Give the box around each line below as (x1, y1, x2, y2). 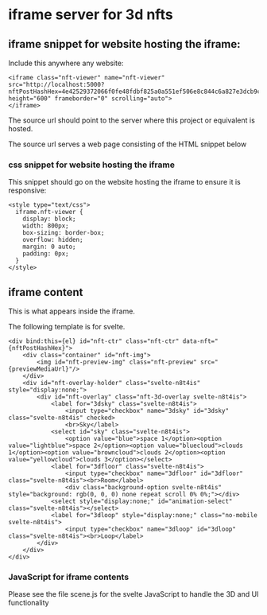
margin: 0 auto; (22, 243, 77, 251)
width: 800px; (22, 222, 69, 230)
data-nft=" (182, 337, 219, 345)
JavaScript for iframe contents (8, 571, 130, 582)
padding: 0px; (22, 250, 69, 258)
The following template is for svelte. (8, 322, 126, 332)
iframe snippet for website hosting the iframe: (8, 37, 241, 51)
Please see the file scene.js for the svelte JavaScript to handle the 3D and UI (8, 590, 259, 599)
